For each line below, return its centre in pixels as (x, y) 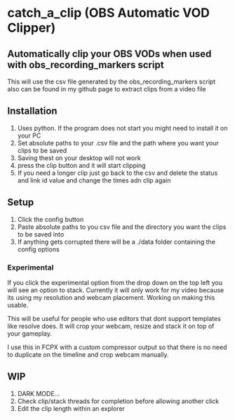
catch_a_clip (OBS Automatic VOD (109, 13)
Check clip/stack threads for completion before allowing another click (118, 401)
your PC (29, 136)
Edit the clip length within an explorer (71, 408)
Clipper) (32, 28)
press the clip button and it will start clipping (81, 165)
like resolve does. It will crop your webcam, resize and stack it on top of (111, 326)
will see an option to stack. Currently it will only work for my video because (116, 290)
